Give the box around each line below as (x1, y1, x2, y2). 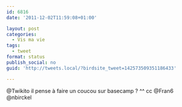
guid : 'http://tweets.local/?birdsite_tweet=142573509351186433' (6, 65, 176, 71)
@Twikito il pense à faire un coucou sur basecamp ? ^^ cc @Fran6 (6, 87, 173, 94)
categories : (6, 31, 37, 37)
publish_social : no (6, 59, 56, 66)
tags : (6, 43, 20, 49)
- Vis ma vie (12, 37, 45, 43)
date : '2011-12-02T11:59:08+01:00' (6, 15, 97, 21)
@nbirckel (6, 94, 32, 101)
